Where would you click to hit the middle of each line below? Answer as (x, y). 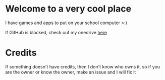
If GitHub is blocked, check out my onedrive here (56, 32)
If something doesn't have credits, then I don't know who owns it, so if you (83, 66)
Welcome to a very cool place (68, 9)
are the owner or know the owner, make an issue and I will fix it (71, 72)
